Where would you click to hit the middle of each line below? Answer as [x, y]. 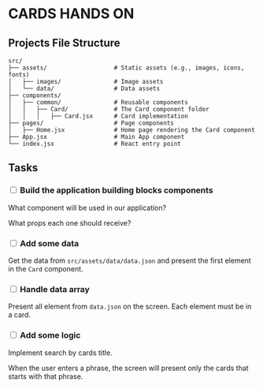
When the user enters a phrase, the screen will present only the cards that [129, 368]
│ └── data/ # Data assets [84, 88]
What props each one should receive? [70, 223]
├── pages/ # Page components [91, 123]
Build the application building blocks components [117, 190]
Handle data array [55, 289]
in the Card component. [46, 268]
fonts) [19, 75]
